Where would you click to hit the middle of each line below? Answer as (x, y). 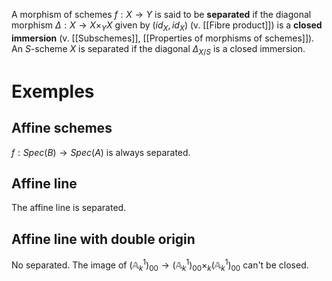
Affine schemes (62, 128)
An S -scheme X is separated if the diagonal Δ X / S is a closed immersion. (158, 49)
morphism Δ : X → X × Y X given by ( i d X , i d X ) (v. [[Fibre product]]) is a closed (167, 26)
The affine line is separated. (69, 208)
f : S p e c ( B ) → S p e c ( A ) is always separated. (101, 152)
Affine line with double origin (103, 239)
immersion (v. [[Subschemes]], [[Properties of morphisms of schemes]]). (163, 38)
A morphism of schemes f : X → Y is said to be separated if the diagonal (161, 14)
